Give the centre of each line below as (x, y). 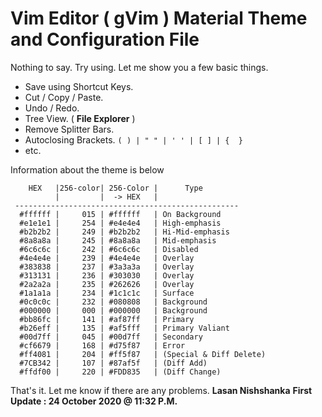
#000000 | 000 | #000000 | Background (113, 310)
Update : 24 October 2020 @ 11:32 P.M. (94, 401)
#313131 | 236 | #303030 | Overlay (107, 275)
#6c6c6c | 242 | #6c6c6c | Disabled (109, 249)
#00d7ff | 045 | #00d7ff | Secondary (111, 337)
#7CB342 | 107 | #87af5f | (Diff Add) (113, 363)
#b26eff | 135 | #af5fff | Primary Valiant (124, 328)
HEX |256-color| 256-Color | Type (115, 188)
